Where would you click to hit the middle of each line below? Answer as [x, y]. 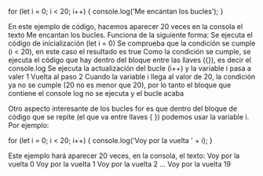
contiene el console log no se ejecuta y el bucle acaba [96, 93]
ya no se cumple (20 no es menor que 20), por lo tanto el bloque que [120, 85]
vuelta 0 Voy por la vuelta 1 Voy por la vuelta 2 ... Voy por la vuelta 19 [120, 164]
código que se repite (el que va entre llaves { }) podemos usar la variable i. [129, 117]
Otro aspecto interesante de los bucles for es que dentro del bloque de [123, 108]
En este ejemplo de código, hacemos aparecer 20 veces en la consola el [126, 26]
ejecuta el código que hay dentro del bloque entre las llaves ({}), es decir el [130, 60]
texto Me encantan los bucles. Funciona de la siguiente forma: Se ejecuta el [130, 35]
